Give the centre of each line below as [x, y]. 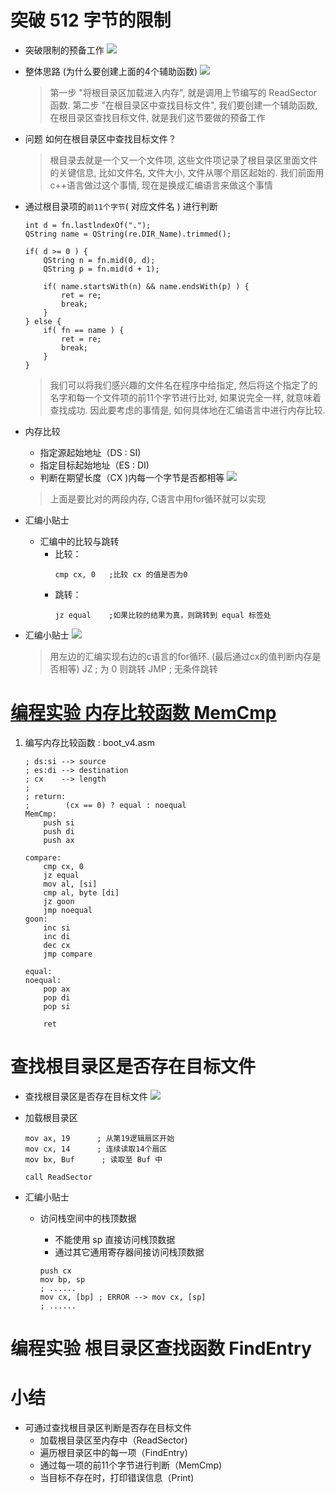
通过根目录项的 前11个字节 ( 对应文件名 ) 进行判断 [121, 206]
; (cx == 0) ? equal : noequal [105, 805]
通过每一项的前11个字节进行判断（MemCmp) [131, 1465]
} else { [43, 321]
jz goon [59, 901]
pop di [57, 997]
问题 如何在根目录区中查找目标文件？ [100, 138]
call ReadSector [58, 1177]
